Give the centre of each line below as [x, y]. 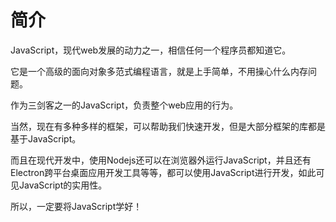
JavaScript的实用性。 [63, 185]
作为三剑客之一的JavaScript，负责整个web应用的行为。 [124, 105]
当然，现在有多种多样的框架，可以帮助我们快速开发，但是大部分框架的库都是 [168, 126]
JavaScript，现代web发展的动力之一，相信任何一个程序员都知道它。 [151, 50]
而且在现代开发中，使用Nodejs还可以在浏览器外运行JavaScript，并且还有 [161, 160]
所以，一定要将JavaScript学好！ [76, 206]
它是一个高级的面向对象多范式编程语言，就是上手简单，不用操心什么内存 [159, 71]
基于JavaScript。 [46, 138]
